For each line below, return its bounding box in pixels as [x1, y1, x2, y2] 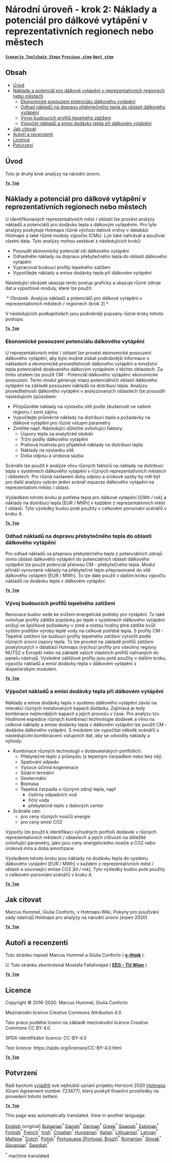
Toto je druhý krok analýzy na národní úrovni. [5, 171, 101, 177]
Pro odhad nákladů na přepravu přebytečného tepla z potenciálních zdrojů [5, 550, 163, 556]
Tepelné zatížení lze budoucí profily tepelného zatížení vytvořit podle [5, 633, 151, 640]
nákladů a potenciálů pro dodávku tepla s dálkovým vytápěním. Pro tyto [5, 222, 157, 228]
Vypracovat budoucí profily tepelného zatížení [12, 264, 111, 270]
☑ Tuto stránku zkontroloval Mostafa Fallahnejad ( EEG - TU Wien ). [5, 962, 148, 968]
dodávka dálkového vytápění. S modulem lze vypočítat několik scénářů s [5, 726, 159, 733]
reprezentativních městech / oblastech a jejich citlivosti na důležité [5, 834, 146, 840]
